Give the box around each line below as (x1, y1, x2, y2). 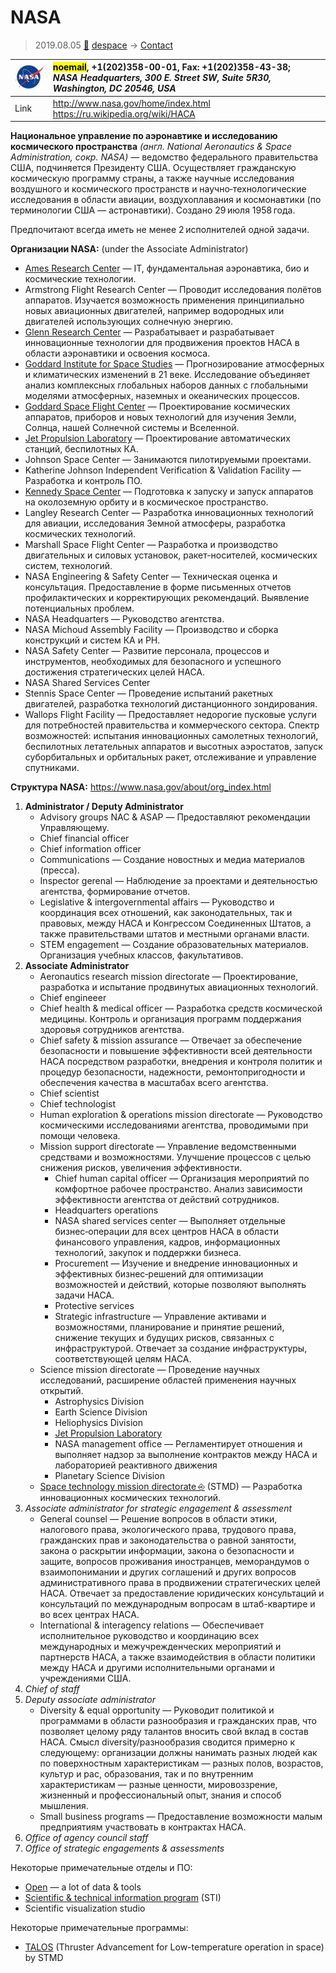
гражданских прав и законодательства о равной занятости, (39, 1534, 297, 1546)
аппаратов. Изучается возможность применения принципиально (24, 294, 305, 306)
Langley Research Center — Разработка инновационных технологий (24, 507, 314, 519)
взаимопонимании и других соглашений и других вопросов (39, 1566, 297, 1578)
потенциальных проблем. (24, 602, 135, 615)
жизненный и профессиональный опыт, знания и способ (39, 1789, 282, 1801)
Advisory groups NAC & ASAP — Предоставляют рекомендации (39, 811, 311, 823)
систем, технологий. (24, 560, 113, 572)
